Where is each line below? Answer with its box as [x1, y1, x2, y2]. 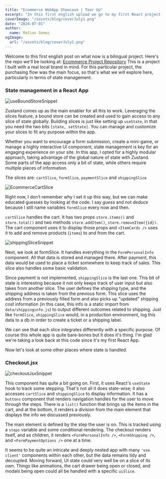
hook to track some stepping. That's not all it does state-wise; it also [5, 385, 145, 391]
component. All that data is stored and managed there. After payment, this [5, 255, 157, 261]
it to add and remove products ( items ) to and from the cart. [5, 230, 125, 236]
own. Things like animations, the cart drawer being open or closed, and [5, 463, 151, 469]
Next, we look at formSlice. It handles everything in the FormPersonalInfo [5, 249, 154, 255]
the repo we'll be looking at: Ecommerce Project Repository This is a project [5, 58, 160, 65]
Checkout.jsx [5, 359, 38, 366]
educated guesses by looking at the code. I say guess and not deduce [5, 199, 149, 205]
